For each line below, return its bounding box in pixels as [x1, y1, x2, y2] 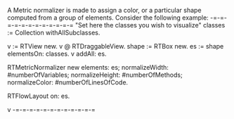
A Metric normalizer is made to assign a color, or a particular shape [7, 6, 202, 14]
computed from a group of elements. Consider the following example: [7, 13, 209, 22]
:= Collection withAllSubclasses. [7, 28, 100, 37]
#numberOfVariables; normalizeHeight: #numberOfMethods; [7, 70, 183, 79]
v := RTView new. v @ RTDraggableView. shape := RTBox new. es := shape [7, 42, 224, 50]
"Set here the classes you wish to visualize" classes [74, 21, 226, 29]
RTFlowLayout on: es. [7, 92, 70, 100]
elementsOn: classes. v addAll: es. [7, 49, 107, 58]
